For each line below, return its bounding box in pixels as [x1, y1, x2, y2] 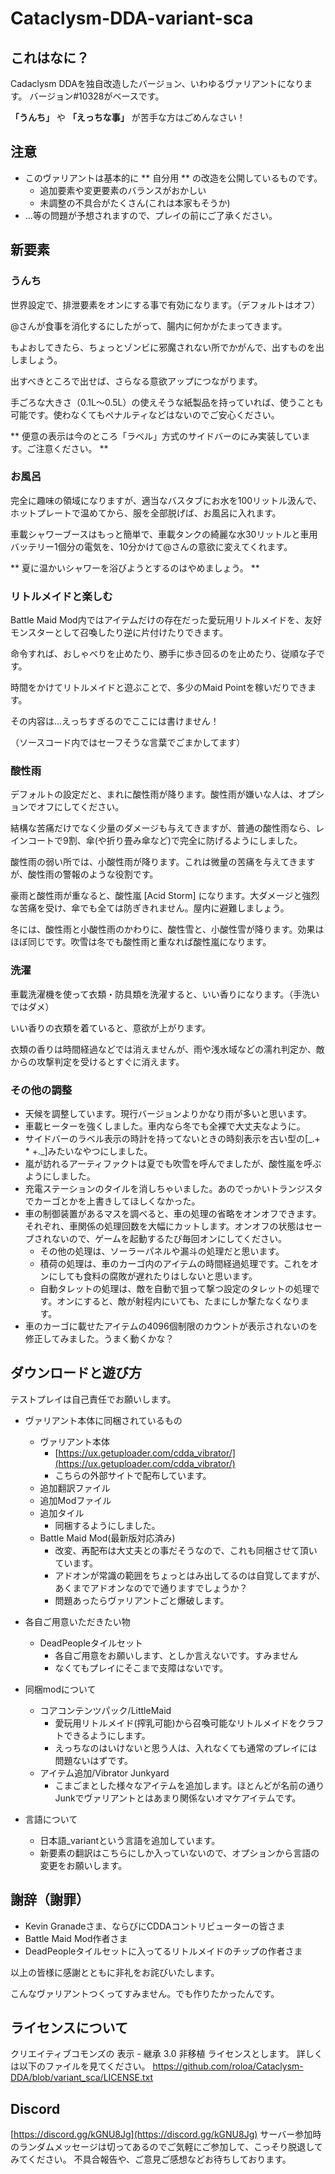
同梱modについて [24, 1683, 97, 1695]
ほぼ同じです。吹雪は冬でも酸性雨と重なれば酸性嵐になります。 [10, 936, 272, 948]
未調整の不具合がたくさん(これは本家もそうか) [39, 197, 231, 209]
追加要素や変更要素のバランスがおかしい [39, 184, 207, 196]
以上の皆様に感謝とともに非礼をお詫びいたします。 [10, 1966, 220, 1978]
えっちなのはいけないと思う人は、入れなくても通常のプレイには [54, 1742, 318, 1754]
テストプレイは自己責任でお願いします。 [10, 1393, 177, 1405]
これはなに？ [10, 49, 90, 66]
